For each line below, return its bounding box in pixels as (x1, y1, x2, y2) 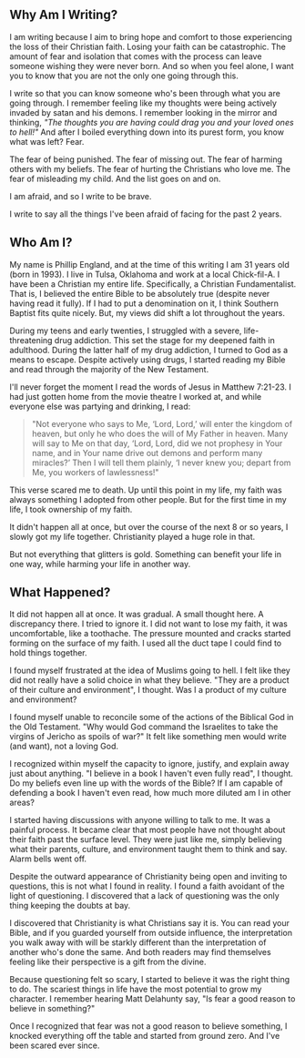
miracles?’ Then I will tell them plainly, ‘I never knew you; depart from (31, 457, 291, 468)
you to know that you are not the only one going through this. (9, 70, 239, 81)
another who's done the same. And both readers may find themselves (9, 947, 271, 958)
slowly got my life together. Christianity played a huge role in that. (9, 531, 256, 542)
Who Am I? (9, 235, 73, 250)
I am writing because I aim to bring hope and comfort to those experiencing (9, 31, 293, 42)
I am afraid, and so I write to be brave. (9, 190, 152, 201)
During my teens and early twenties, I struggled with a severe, (9, 325, 242, 336)
